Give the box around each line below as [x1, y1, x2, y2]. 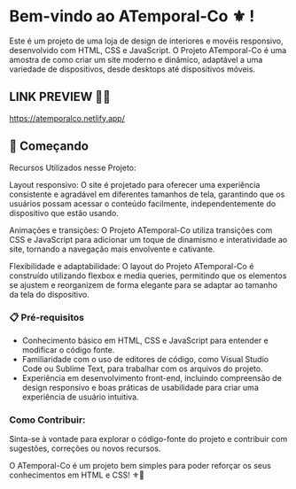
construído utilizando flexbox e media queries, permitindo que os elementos [9, 270, 287, 281]
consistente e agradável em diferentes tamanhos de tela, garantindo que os [9, 189, 285, 199]
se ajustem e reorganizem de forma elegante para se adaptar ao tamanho [9, 279, 277, 290]
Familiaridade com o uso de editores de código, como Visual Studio [21, 353, 269, 364]
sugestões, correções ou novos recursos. [9, 443, 161, 454]
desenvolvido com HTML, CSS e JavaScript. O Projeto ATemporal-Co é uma [9, 44, 287, 55]
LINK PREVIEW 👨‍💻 [9, 89, 111, 105]
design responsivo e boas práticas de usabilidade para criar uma [21, 382, 259, 392]
